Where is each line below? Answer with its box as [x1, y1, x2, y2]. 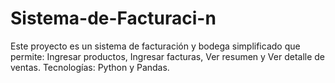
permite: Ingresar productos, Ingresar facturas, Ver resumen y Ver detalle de [10, 50, 326, 62]
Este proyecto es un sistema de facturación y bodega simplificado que [10, 40, 301, 52]
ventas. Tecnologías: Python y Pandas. [10, 61, 170, 73]
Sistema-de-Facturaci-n [10, 7, 217, 30]
